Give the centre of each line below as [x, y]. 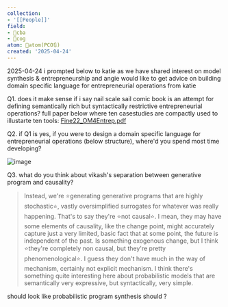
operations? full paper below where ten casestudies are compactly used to [113, 113]
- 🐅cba [16, 32]
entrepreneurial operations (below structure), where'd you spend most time [113, 141]
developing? [24, 148]
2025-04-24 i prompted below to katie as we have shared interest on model [114, 71]
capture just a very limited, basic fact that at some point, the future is [121, 233]
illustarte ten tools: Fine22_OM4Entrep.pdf [67, 120]
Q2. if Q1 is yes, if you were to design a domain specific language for [104, 133]
